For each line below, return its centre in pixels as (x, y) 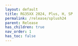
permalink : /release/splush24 (36, 18)
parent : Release (21, 23)
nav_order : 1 (18, 32)
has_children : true (25, 27)
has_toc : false (20, 36)
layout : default (21, 9)
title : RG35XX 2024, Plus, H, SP (39, 14)
